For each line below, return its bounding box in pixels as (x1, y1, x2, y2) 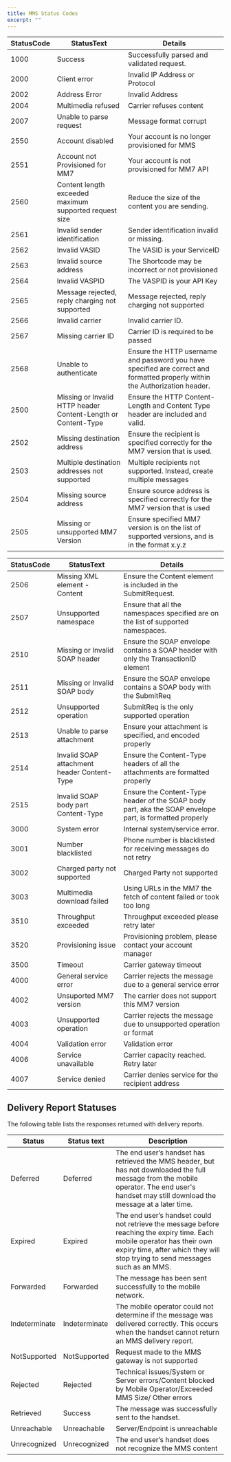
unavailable (56, 1058, 94, 1068)
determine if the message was (115, 1311, 213, 1320)
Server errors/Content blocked (115, 1376, 215, 1386)
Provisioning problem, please (123, 931, 218, 941)
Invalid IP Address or (128, 69, 195, 79)
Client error (56, 74, 94, 83)
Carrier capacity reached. (123, 1050, 206, 1060)
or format (123, 1027, 153, 1037)
